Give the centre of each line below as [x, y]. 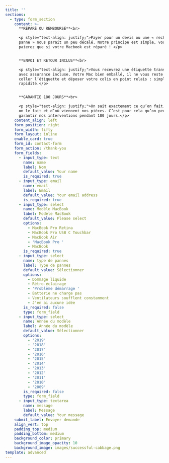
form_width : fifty [33, 130]
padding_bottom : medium [39, 434]
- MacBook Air [42, 237]
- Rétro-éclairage [47, 284]
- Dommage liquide [47, 279]
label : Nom [35, 167]
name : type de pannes [46, 261]
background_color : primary [43, 438]
